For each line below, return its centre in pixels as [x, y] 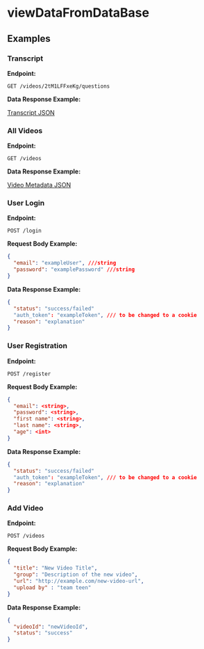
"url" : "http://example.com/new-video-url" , [79, 581]
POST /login [24, 231]
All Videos [25, 130]
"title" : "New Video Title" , [56, 568]
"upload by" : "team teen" [52, 587]
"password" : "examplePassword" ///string [74, 269]
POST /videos [26, 536]
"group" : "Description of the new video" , [76, 575]
